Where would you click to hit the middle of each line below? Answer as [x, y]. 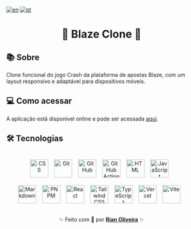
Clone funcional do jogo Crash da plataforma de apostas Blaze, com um [96, 75]
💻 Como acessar [39, 101]
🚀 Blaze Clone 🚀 [102, 34]
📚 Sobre [23, 57]
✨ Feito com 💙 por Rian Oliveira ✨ [102, 219]
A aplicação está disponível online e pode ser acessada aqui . [82, 119]
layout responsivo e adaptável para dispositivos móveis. [76, 81]
